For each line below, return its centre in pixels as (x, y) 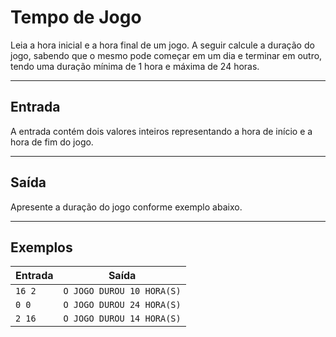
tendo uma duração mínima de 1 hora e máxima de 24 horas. (135, 66)
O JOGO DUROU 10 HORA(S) (122, 291)
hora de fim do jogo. (52, 142)
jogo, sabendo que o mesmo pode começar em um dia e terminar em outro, (166, 55)
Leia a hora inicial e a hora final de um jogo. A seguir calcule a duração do (162, 45)
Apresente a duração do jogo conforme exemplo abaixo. (126, 207)
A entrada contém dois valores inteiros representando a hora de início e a (161, 131)
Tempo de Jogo (76, 17)
